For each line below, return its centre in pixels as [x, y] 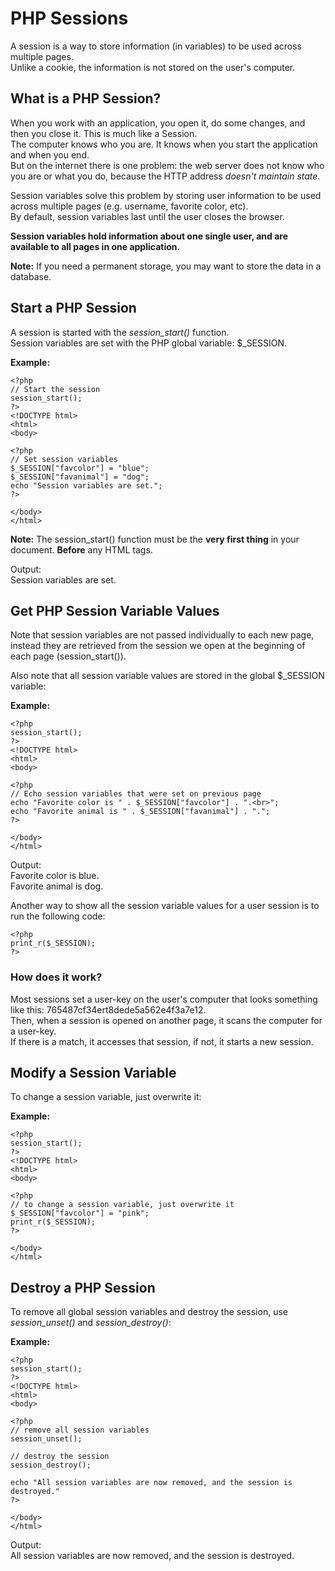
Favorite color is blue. [55, 876]
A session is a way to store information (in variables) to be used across [156, 46]
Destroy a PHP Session [83, 1287]
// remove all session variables [80, 1430]
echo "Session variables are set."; [86, 485]
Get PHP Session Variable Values [115, 610]
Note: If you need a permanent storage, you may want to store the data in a [166, 266]
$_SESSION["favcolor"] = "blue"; [80, 468]
